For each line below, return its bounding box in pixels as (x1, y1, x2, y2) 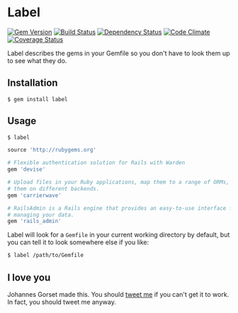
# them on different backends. (7, 185, 100, 192)
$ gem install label (7, 96, 69, 103)
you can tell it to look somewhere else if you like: (7, 238, 149, 246)
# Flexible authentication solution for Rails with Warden (7, 159, 186, 166)
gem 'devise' (7, 166, 46, 173)
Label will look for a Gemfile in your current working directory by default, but (7, 231, 230, 239)
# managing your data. (7, 211, 74, 218)
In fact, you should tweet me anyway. (7, 298, 117, 306)
